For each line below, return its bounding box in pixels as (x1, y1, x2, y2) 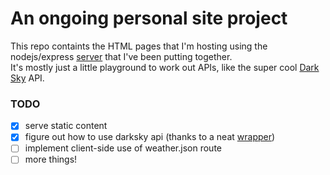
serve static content (24, 120, 108, 132)
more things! (24, 153, 78, 166)
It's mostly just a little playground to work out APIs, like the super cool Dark (10, 61, 320, 73)
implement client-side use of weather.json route (24, 142, 222, 154)
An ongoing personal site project (10, 7, 288, 30)
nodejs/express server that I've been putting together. (10, 50, 233, 62)
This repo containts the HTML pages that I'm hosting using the (10, 40, 268, 52)
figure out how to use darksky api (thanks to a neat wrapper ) (24, 131, 276, 143)
